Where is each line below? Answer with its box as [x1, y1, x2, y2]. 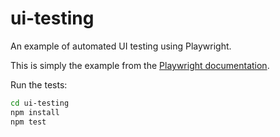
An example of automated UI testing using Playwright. [10, 40, 232, 52]
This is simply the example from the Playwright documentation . [10, 59, 270, 71]
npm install [10, 107, 60, 117]
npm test [10, 117, 47, 127]
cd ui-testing [10, 98, 70, 108]
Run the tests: [10, 78, 68, 91]
